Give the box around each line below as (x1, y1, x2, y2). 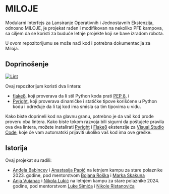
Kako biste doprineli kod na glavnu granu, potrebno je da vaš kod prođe (5, 113, 154, 119)
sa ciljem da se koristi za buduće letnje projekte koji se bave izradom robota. (5, 30, 164, 36)
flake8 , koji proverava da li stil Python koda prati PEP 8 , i (12, 92, 130, 99)
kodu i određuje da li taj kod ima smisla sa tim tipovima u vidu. (12, 104, 141, 110)
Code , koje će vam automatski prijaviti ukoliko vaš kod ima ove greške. (5, 129, 152, 135)
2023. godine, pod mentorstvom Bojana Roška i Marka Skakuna (12, 172, 145, 178)
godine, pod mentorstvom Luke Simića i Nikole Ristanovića (12, 183, 135, 189)
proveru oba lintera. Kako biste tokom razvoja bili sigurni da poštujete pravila (5, 119, 164, 125)
